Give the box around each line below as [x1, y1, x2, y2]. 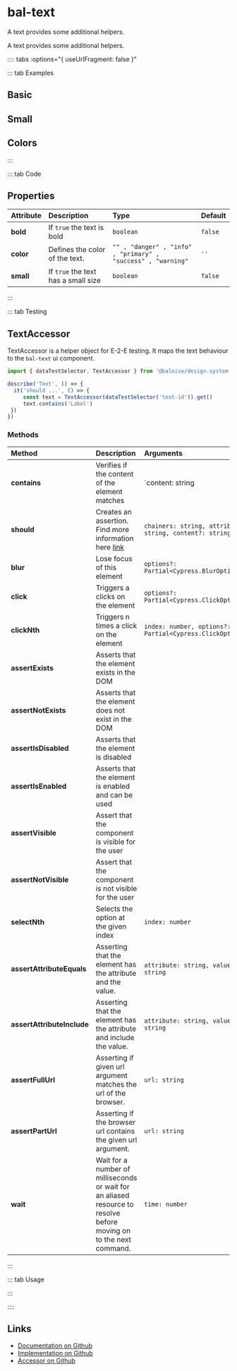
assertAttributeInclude [11, 1019, 90, 1029]
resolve [95, 1208, 121, 1218]
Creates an [95, 507, 132, 517]
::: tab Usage [7, 1275, 44, 1284]
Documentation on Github [17, 1341, 93, 1350]
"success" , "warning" [112, 257, 189, 265]
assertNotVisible [11, 874, 69, 884]
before [95, 1216, 118, 1226]
